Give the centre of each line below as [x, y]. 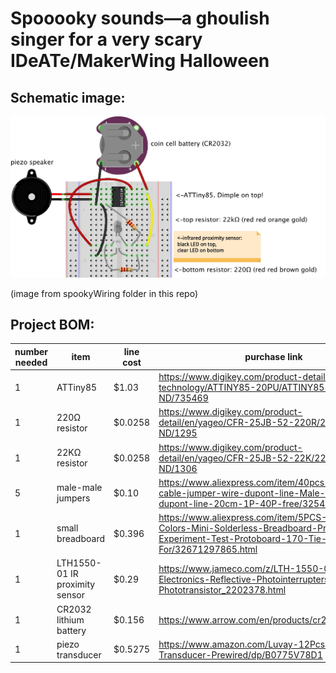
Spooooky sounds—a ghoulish [140, 18]
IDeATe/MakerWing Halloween [140, 61]
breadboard [80, 539]
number [31, 351]
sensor [70, 595]
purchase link [273, 357]
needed [31, 362]
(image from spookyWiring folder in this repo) [104, 293]
